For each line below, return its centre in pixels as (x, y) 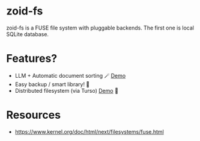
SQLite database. (28, 34)
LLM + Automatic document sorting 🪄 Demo (70, 75)
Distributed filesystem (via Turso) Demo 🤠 (67, 90)
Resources (34, 115)
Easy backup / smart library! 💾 (52, 84)
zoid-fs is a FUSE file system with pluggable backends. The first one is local (100, 28)
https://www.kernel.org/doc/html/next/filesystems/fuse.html (89, 131)
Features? (32, 59)
